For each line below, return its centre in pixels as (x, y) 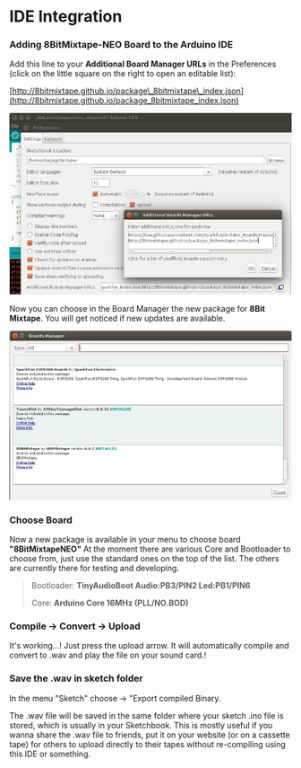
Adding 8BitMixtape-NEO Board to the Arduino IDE (121, 45)
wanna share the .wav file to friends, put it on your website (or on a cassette (150, 735)
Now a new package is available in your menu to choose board (125, 539)
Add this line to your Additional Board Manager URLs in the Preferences (143, 64)
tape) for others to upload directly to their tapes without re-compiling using (148, 744)
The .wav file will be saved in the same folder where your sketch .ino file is (146, 715)
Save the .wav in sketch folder (76, 678)
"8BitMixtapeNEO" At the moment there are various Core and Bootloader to (150, 549)
